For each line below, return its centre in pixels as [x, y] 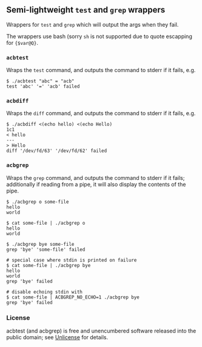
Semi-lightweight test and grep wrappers [86, 10]
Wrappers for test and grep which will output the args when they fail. [93, 24]
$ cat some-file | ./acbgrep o [46, 223]
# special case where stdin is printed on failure [72, 260]
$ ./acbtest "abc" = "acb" [40, 81]
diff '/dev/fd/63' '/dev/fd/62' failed [57, 151]
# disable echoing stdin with [45, 292]
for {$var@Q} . [22, 42]
